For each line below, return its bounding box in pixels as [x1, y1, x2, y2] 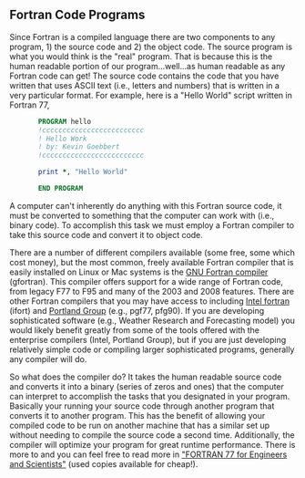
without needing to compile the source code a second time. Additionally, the [9, 429, 296, 441]
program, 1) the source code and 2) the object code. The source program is [9, 41, 293, 52]
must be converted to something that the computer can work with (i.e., [9, 210, 275, 221]
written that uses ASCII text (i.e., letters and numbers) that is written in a [9, 79, 280, 90]
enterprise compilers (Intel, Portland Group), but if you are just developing [9, 334, 287, 345]
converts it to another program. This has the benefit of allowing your [9, 410, 266, 421]
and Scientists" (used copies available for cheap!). [9, 458, 198, 469]
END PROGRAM [37, 184, 84, 193]
